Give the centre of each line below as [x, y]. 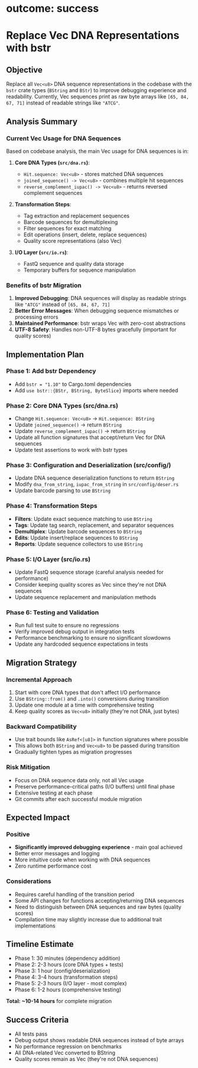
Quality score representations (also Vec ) [73, 240]
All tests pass [31, 1034]
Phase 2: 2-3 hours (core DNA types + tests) [69, 965]
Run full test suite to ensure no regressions [67, 626]
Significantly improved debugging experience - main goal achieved [99, 847]
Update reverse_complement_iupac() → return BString [80, 431]
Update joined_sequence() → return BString [68, 425]
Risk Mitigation [28, 767]
